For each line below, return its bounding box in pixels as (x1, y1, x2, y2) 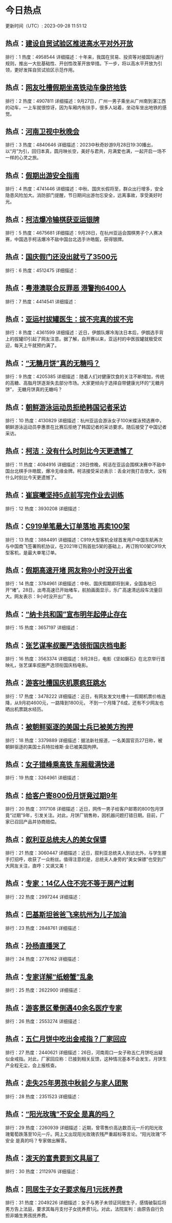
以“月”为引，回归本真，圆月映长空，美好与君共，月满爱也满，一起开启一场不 (5, 148, 166, 154)
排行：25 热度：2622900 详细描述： (5, 987, 82, 993)
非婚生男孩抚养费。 (9, 1212, 50, 1219)
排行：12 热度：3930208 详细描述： (5, 505, 81, 512)
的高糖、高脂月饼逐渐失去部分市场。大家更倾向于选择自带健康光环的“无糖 (5, 380, 160, 386)
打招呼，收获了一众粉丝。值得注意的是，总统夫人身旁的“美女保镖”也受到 (9, 856, 162, 862)
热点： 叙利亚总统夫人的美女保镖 (5, 835, 106, 844)
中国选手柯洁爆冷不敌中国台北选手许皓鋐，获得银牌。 (14, 236, 126, 242)
